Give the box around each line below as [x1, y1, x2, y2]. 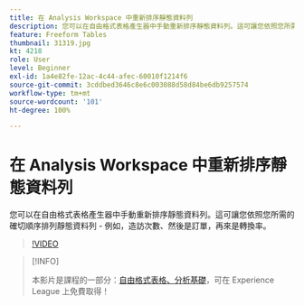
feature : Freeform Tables [9, 30, 107, 39]
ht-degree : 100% [9, 106, 71, 115]
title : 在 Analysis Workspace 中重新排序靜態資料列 [9, 13, 194, 23]
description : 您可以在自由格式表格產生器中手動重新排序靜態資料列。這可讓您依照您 [9, 22, 285, 31]
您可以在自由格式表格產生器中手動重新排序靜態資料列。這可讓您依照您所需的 [9, 209, 295, 220]
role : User [9, 55, 51, 64]
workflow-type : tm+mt [9, 88, 91, 97]
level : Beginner [9, 64, 71, 73]
